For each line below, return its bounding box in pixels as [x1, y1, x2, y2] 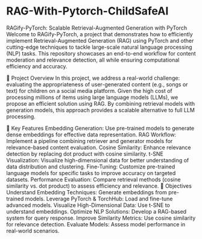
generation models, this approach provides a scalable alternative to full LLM [6, 106, 195, 113]
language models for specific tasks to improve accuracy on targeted [6, 169, 176, 176]
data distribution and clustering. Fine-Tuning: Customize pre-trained [6, 163, 175, 170]
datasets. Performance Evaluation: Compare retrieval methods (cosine [6, 176, 181, 183]
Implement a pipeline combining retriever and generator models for [6, 137, 173, 144]
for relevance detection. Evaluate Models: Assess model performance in [6, 220, 186, 228]
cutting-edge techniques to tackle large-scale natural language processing [6, 43, 192, 51]
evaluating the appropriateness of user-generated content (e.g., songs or [6, 80, 188, 88]
